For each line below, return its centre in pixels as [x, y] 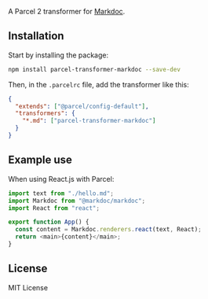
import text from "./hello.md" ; [61, 193]
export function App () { [49, 222]
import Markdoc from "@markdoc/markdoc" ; [77, 201]
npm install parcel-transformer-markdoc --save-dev [94, 69]
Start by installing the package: [58, 55]
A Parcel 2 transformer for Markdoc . [67, 11]
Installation [36, 36]
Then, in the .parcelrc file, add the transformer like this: [99, 84]
